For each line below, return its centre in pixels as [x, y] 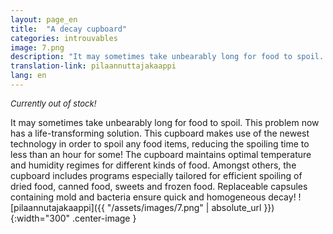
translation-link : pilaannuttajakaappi [93, 66]
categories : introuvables [64, 38]
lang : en [28, 76]
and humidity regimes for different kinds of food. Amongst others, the [153, 165]
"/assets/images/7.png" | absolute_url [184, 207]
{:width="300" [40, 218]
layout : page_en [44, 19]
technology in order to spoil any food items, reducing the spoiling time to [160, 143]
